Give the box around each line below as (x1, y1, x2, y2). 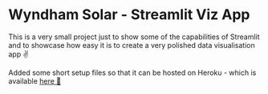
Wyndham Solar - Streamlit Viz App (8, 6, 250, 24)
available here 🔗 (8, 76, 62, 85)
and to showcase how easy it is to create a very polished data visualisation (8, 40, 255, 49)
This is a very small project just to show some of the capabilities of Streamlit (8, 32, 260, 41)
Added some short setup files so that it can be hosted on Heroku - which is (8, 68, 257, 77)
